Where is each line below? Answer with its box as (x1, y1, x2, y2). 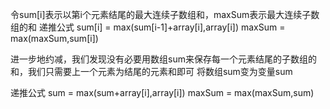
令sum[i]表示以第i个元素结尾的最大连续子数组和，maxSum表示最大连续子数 (10, 9, 320, 20)
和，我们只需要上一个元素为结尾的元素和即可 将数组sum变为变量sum (10, 66, 293, 77)
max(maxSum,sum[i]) (10, 33, 99, 44)
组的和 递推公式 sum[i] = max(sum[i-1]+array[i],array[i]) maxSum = (10, 21, 286, 33)
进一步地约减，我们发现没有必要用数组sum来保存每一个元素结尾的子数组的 (10, 53, 317, 65)
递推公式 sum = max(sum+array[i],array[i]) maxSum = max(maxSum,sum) (10, 87, 315, 98)
